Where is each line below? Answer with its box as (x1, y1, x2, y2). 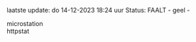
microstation (6, 20, 43, 27)
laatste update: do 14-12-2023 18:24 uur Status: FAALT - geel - (6, 6, 190, 14)
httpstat (6, 27, 30, 35)
